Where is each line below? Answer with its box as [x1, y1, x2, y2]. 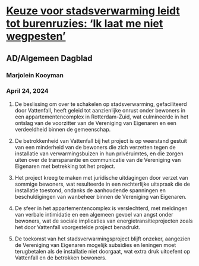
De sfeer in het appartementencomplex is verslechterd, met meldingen [14, 204, 188, 212]
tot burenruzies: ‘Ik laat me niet [6, 17, 163, 30]
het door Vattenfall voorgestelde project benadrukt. [14, 223, 141, 230]
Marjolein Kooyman [6, 71, 64, 79]
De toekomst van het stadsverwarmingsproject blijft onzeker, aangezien [14, 235, 191, 242]
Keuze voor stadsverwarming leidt [6, 4, 180, 18]
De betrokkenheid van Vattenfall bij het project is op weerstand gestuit [14, 137, 187, 144]
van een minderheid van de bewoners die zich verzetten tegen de [14, 143, 176, 151]
